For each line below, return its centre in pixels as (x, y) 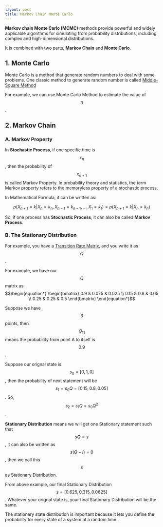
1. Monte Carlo (27, 63)
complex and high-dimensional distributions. (50, 38)
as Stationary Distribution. (31, 475)
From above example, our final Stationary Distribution (58, 484)
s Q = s (82, 437)
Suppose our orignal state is (33, 365)
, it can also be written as (30, 444)
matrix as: (15, 285)
